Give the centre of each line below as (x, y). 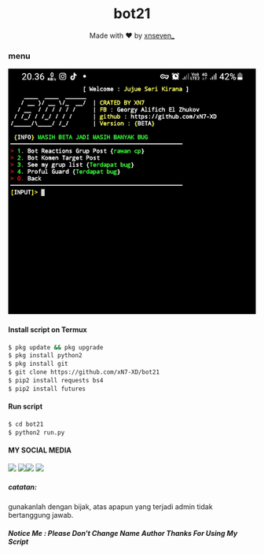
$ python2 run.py (37, 432)
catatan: (23, 487)
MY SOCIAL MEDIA (40, 450)
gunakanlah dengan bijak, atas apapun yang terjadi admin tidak (111, 506)
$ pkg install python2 (45, 356)
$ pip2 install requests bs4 (56, 381)
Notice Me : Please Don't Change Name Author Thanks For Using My (123, 533)
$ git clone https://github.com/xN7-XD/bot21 (84, 372)
